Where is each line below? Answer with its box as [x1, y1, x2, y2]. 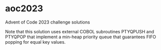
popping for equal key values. [5, 39, 66, 45]
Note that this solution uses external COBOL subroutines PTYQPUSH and [5, 28, 155, 34]
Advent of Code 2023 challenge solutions [5, 19, 90, 25]
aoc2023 [5, 3, 44, 14]
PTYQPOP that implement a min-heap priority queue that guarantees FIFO [5, 34, 156, 40]
